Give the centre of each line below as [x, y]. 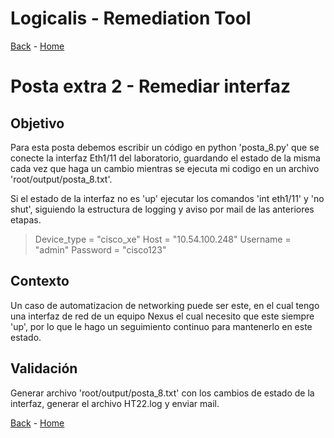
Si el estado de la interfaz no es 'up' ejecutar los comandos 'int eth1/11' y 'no [167, 198]
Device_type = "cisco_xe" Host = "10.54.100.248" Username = [163, 239]
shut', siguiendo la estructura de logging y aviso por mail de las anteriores [162, 209]
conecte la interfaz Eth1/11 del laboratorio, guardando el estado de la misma [165, 158]
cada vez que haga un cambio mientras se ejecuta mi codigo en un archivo [165, 168]
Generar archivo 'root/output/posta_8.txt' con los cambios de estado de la [162, 393]
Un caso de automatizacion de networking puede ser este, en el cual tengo [165, 305]
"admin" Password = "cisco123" [100, 249]
